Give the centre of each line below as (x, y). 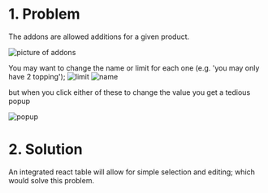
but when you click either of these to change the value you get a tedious (130, 92)
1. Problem (44, 14)
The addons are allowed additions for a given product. (99, 36)
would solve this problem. (52, 180)
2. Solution (45, 150)
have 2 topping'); (37, 76)
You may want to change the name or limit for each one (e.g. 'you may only (134, 68)
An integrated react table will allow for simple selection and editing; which (132, 172)
